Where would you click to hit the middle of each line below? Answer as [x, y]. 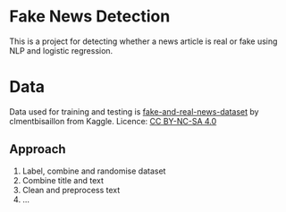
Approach [38, 149]
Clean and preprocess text [71, 190]
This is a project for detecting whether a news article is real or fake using [143, 41]
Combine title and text [63, 180]
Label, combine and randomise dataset [94, 171]
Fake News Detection [90, 17]
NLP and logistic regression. [61, 50]
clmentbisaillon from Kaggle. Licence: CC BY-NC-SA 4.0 [113, 121]
